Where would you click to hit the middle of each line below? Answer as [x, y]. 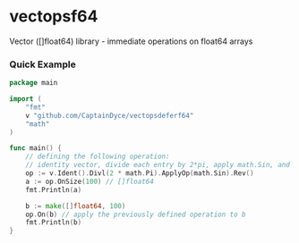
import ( [26, 99]
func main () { [36, 148]
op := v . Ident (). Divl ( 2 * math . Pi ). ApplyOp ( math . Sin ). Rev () [140, 173]
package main [34, 83]
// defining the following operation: [98, 157]
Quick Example [43, 64]
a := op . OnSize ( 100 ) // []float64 [90, 181]
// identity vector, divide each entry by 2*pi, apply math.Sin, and [158, 165]
